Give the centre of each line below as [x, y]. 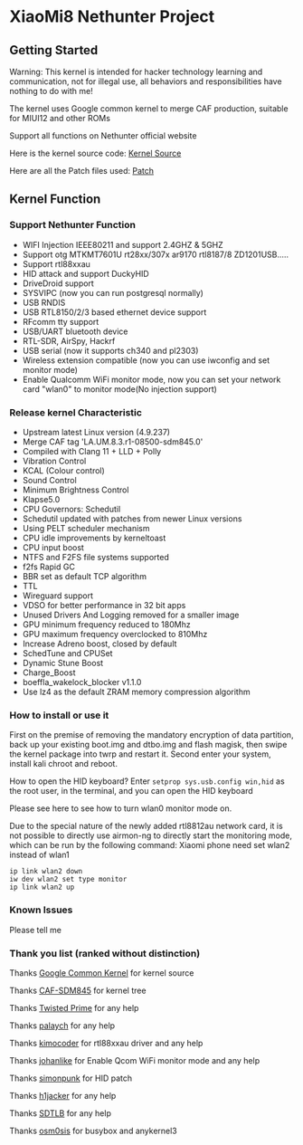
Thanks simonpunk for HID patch [71, 1078]
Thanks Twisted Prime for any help [74, 1007]
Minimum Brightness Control [76, 490]
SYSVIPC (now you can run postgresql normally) [113, 292]
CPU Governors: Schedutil [71, 509]
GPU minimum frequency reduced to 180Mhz [107, 624]
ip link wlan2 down [46, 872]
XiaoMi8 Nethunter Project [112, 17]
